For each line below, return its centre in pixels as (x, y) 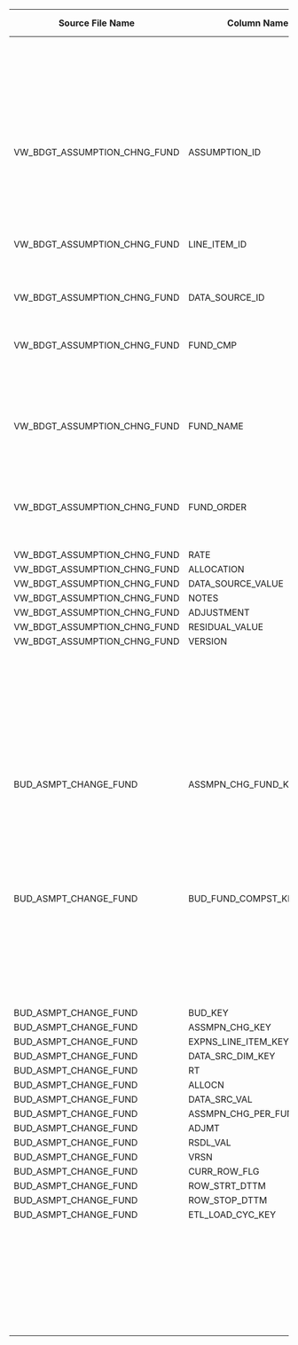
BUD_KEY (208, 1013)
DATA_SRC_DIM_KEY (231, 1056)
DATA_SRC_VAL (220, 1099)
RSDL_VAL (210, 1142)
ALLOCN (206, 1085)
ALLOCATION (216, 569)
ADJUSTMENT (219, 613)
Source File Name (97, 23)
